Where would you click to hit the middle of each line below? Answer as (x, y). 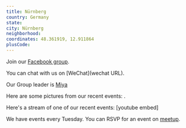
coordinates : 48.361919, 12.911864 (50, 39)
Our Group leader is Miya (37, 84)
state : (14, 23)
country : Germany (28, 17)
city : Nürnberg (25, 28)
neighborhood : (24, 34)
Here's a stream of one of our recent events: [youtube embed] (82, 107)
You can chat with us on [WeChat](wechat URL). (65, 73)
